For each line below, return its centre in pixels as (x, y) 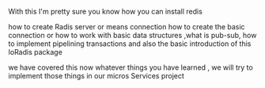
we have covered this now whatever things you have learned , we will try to (131, 67)
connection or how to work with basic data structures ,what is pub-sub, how (132, 35)
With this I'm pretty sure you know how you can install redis (106, 11)
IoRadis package (36, 52)
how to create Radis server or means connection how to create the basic (127, 27)
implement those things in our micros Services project (96, 76)
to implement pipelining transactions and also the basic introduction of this (130, 44)
